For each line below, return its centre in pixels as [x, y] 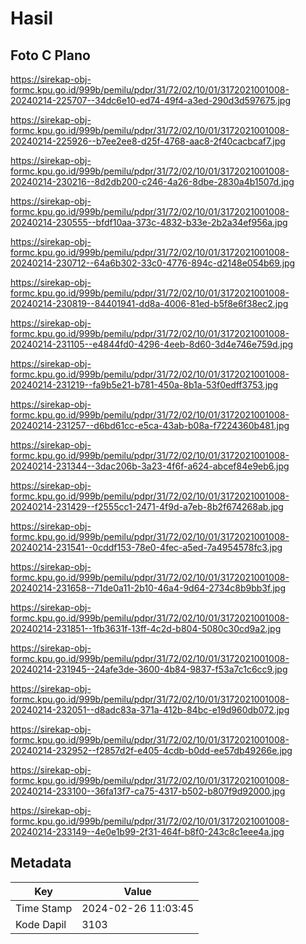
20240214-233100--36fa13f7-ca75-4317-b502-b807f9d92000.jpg [148, 791]
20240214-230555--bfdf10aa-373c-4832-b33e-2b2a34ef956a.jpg [149, 222]
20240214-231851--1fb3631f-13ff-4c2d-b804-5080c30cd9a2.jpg [146, 628]
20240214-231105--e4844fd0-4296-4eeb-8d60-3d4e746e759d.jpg [152, 344]
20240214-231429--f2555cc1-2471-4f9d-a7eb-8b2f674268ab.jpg [147, 506]
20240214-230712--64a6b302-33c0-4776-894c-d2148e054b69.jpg [153, 263]
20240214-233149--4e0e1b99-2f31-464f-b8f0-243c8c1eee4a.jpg [147, 831]
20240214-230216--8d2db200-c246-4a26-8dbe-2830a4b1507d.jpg [152, 181]
